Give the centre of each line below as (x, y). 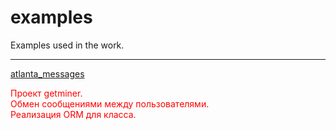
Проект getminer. (46, 93)
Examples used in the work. (67, 45)
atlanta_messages (47, 73)
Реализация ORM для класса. (73, 114)
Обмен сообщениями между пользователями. (110, 103)
